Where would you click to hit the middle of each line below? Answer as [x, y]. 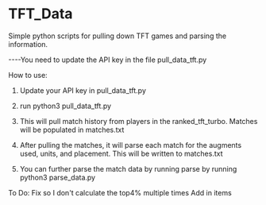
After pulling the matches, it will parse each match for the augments [131, 145]
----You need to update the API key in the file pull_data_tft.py [108, 60]
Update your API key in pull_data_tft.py [83, 90]
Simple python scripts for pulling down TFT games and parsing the [118, 36]
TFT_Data [40, 14]
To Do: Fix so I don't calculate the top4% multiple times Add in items [120, 192]
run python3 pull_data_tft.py [66, 106]
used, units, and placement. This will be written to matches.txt [121, 153]
